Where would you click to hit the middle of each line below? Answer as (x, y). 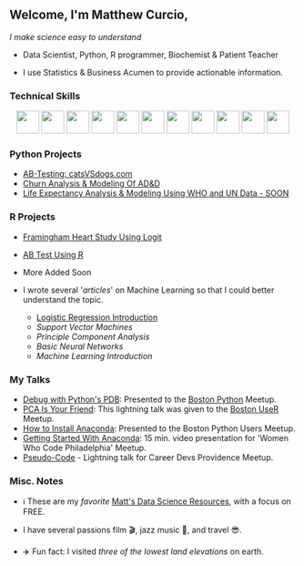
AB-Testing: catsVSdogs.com (77, 174)
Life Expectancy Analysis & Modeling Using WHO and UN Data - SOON (156, 193)
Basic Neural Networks (80, 346)
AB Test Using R (53, 254)
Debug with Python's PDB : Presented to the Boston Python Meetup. (150, 399)
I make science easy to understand (76, 36)
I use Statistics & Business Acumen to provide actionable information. (153, 72)
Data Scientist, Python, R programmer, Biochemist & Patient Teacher (151, 55)
